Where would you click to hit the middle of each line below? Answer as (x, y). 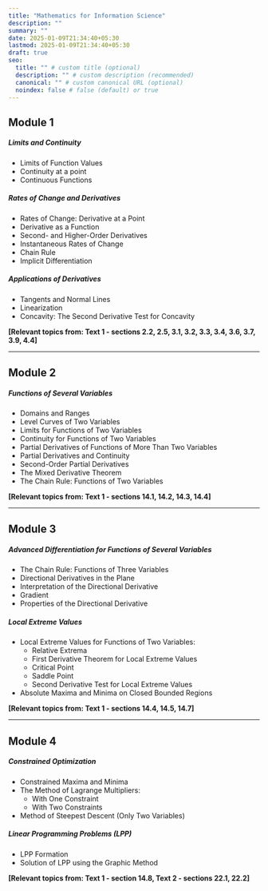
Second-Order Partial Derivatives (74, 464)
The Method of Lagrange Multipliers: (80, 790)
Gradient (34, 595)
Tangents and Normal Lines (65, 299)
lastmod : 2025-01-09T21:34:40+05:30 (69, 46)
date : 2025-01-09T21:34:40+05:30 (64, 38)
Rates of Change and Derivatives (65, 198)
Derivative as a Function (59, 227)
